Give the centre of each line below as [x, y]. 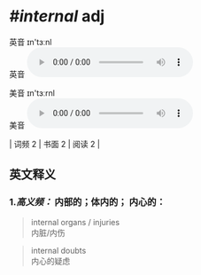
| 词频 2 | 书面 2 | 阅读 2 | [54, 144]
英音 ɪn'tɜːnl [31, 42]
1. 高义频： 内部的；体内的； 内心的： [88, 202]
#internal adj [57, 16]
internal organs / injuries [75, 222]
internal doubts [58, 250]
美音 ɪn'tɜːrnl [32, 93]
